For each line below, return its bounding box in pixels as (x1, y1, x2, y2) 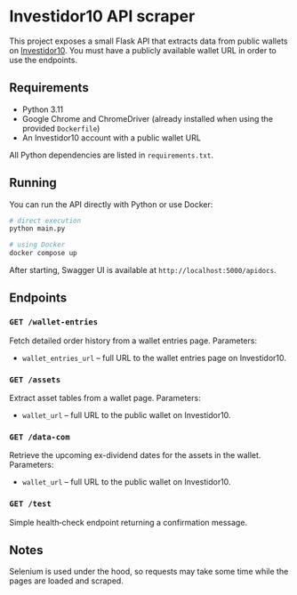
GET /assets (9, 374, 61, 384)
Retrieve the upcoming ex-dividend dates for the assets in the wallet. (9, 450, 261, 461)
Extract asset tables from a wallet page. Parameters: (9, 393, 202, 404)
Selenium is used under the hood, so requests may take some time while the (9, 567, 289, 577)
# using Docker (9, 240, 66, 250)
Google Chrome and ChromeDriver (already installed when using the (21, 113, 274, 124)
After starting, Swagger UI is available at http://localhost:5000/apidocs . (9, 265, 277, 276)
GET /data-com (9, 431, 70, 442)
